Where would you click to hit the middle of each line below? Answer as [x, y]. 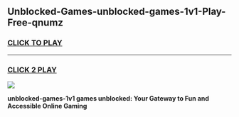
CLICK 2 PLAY [32, 69]
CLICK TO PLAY [35, 43]
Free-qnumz [36, 23]
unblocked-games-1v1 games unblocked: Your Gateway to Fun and [108, 98]
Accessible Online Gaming [47, 106]
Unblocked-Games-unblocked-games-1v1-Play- [117, 12]
